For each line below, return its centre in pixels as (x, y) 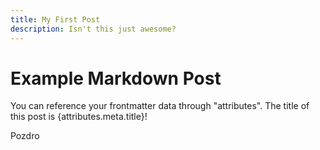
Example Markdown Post (116, 78)
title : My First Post (55, 19)
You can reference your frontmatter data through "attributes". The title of (160, 106)
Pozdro (25, 136)
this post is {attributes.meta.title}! (79, 117)
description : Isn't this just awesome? (93, 29)
